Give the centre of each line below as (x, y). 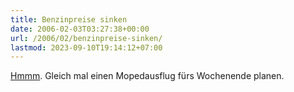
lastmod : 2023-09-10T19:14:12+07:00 (86, 47)
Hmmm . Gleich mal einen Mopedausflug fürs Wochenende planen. (147, 76)
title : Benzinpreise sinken (69, 19)
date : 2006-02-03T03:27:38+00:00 (80, 29)
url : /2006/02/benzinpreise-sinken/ (86, 38)
